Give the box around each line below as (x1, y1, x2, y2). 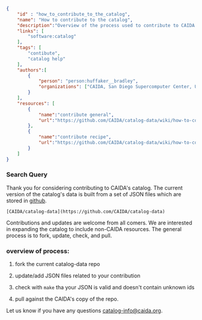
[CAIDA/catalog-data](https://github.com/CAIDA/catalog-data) (6, 208, 165, 214)
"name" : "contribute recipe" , (38, 134, 112, 140)
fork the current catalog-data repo (14, 261, 100, 268)
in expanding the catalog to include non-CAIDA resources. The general (6, 225, 182, 232)
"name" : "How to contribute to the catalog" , (17, 17, 133, 23)
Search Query (6, 171, 48, 179)
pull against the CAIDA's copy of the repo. (14, 295, 119, 303)
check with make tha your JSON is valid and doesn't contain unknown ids (14, 284, 195, 291)
